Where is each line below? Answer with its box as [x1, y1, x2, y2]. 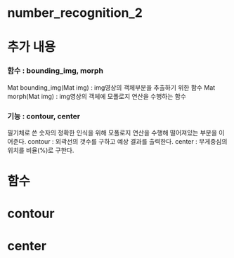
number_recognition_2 [7, 5, 143, 21]
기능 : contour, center [7, 111, 81, 121]
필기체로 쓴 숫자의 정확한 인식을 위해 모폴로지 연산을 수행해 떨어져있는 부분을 [7, 128, 218, 137]
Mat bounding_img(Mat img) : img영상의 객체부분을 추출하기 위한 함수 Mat [7, 83, 216, 92]
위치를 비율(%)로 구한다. [7, 146, 74, 154]
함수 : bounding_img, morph [7, 66, 104, 76]
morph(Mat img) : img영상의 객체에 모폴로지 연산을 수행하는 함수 [7, 92, 187, 100]
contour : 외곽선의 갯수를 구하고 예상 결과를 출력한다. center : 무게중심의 [27, 137, 228, 145]
